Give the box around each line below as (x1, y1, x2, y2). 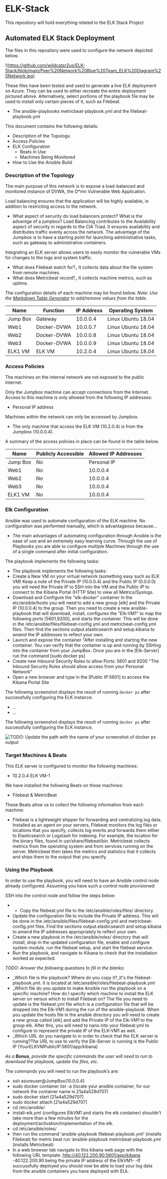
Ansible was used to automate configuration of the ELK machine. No (5, 517, 146, 523)
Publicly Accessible (36, 450, 84, 457)
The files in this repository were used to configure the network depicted (5, 47, 153, 53)
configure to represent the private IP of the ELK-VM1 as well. (12, 1028, 137, 1034)
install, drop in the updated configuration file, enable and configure (12, 939, 150, 945)
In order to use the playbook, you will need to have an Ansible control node (5, 877, 159, 884)
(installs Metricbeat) (12, 1142, 54, 1148)
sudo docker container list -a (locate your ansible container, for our (12, 1083, 151, 1089)
